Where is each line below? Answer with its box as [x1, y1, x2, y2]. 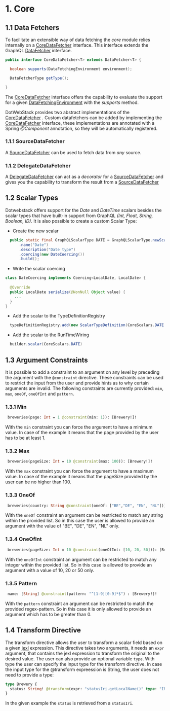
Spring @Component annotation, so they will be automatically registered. [5, 125, 158, 131]
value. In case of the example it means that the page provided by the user [5, 430, 159, 436]
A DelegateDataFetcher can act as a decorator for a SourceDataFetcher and [5, 173, 163, 180]
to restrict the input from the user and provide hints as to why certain [5, 380, 149, 386]
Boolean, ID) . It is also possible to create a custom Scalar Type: [5, 218, 137, 224]
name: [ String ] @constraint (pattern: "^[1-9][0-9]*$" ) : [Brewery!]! [7, 591, 157, 596]
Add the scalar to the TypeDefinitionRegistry [12, 313, 105, 319]
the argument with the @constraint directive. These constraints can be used [5, 374, 163, 380]
